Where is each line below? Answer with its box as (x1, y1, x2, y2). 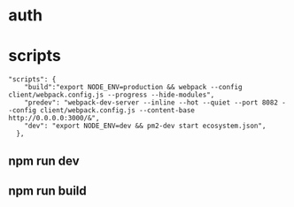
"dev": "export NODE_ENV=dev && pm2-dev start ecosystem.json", (24, 121, 267, 131)
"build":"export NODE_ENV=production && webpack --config (24, 83, 243, 92)
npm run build (8, 183, 88, 198)
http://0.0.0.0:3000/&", (8, 114, 100, 123)
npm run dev (8, 153, 81, 168)
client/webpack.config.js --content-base (40, 106, 196, 115)
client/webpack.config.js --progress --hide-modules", (8, 90, 215, 100)
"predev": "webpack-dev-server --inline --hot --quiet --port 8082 (24, 98, 278, 107)
